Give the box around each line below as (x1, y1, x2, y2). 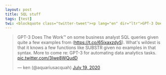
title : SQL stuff (5, 12, 41, 17)
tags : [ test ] (5, 16, 32, 21)
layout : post (5, 7, 32, 12)
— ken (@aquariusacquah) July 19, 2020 (17, 65, 100, 71)
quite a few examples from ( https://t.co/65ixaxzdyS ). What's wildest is (17, 40, 161, 46)
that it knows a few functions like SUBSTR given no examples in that (17, 45, 156, 50)
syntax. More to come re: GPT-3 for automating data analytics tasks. (17, 50, 157, 56)
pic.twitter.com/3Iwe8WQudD (17, 55, 78, 61)
